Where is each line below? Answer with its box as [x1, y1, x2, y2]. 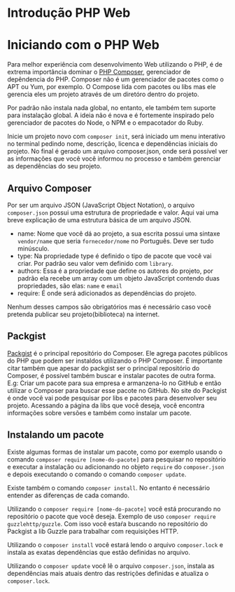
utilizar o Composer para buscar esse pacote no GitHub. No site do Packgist [7, 386, 227, 394]
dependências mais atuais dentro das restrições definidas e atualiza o [7, 569, 209, 577]
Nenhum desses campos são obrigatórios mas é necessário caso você [7, 302, 212, 311]
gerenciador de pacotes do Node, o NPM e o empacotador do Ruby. [7, 119, 204, 127]
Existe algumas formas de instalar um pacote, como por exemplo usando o [7, 448, 222, 456]
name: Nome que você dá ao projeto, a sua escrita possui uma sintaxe [17, 229, 220, 238]
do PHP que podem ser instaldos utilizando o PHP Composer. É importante [7, 356, 222, 365]
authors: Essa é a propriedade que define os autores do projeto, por [17, 267, 213, 275]
